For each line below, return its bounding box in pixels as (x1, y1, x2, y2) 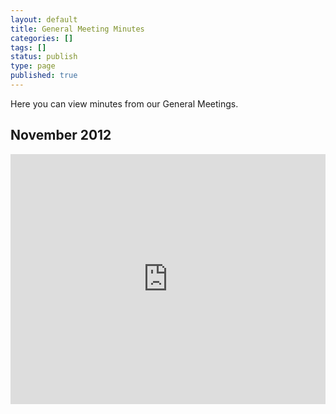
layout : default (10, 14, 78, 25)
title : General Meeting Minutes (10, 24, 145, 34)
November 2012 (10, 127, 112, 144)
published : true (10, 71, 78, 81)
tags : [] (10, 42, 47, 53)
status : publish (10, 52, 78, 62)
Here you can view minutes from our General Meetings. (10, 97, 239, 110)
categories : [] (10, 33, 74, 43)
